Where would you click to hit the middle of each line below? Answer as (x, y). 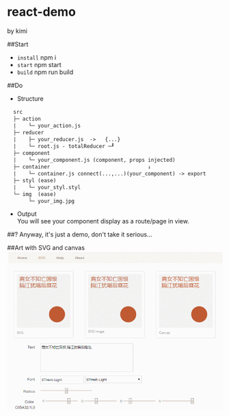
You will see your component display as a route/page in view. (103, 221)
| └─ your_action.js (47, 125)
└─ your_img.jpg (52, 201)
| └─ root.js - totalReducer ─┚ (64, 146)
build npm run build (45, 72)
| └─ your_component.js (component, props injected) (94, 160)
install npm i (37, 57)
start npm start (39, 64)
